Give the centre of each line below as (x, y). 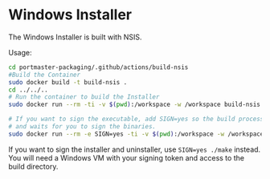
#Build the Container (45, 75)
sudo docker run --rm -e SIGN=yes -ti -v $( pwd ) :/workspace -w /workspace (136, 134)
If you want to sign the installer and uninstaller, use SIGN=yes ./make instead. (135, 149)
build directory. (33, 166)
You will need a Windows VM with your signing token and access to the (127, 157)
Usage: (20, 52)
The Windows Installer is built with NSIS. (75, 37)
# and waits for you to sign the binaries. (82, 127)
